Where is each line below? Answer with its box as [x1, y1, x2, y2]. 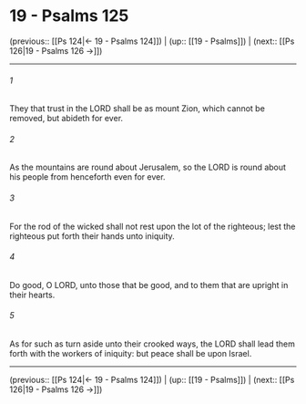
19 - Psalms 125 [9, 5, 129, 26]
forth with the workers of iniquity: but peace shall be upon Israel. [9, 347, 252, 358]
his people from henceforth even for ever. [9, 171, 166, 182]
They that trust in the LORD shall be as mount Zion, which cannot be [9, 103, 266, 114]
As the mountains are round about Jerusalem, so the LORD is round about [9, 161, 287, 173]
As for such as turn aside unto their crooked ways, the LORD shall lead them [9, 338, 296, 349]
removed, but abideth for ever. [9, 113, 124, 124]
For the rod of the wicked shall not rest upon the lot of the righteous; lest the [9, 221, 296, 232]
